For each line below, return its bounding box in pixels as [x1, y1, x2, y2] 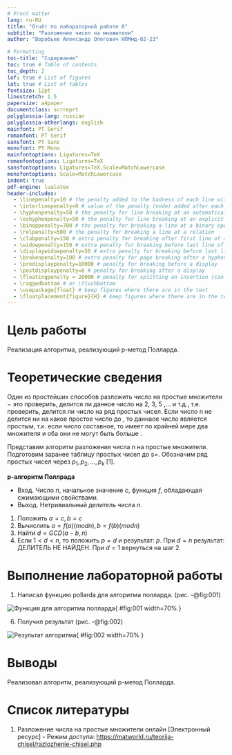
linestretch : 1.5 [7, 93, 57, 100]
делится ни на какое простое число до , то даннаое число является [7, 415, 207, 423]
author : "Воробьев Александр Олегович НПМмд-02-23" [7, 36, 159, 43]
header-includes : [7, 190, 57, 197]
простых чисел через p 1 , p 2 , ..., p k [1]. [7, 457, 115, 467]
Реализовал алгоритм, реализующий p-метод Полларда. [7, 677, 176, 686]
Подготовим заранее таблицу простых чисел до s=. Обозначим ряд [7, 451, 209, 459]
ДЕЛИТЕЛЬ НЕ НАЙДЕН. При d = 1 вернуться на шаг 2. [17, 543, 182, 552]
